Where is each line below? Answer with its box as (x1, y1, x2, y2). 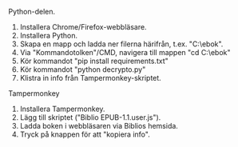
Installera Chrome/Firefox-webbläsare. (19, 22, 147, 31)
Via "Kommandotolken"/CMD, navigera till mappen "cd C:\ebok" (19, 48, 231, 57)
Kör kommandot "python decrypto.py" (19, 65, 146, 74)
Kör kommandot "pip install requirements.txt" (19, 56, 169, 66)
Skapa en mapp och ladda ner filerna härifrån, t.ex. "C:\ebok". (19, 39, 224, 49)
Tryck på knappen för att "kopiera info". (19, 129, 150, 139)
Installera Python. (19, 31, 78, 40)
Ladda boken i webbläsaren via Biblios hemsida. (19, 121, 178, 130)
